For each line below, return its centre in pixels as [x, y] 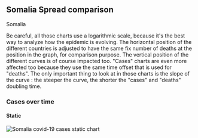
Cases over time [31, 102]
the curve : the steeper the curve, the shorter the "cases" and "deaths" [94, 80]
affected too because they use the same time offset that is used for [89, 67]
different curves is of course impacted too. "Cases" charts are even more [97, 61]
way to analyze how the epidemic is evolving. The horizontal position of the [99, 42]
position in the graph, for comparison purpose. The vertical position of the [98, 54]
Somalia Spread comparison [60, 10]
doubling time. [24, 86]
